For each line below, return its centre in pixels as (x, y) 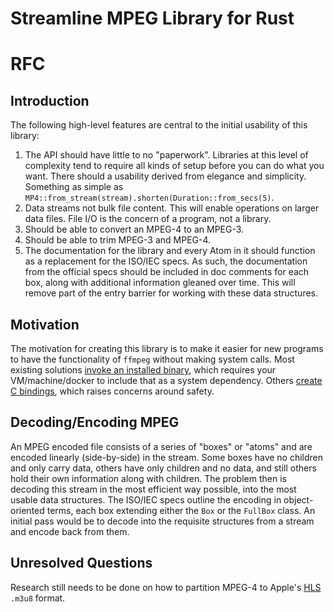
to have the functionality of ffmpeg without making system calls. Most (152, 359)
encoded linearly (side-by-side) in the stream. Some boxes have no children (167, 457)
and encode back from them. (70, 531)
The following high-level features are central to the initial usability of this (159, 125)
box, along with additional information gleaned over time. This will (160, 283)
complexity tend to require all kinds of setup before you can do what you (174, 166)
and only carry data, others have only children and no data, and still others (163, 468)
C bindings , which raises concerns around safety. (112, 391)
